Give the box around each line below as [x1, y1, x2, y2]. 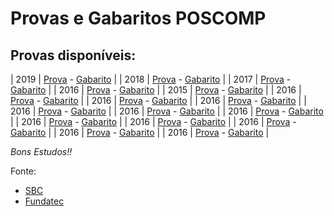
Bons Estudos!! [10, 146, 73, 157]
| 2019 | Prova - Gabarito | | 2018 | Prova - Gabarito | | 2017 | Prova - [10, 73, 292, 85]
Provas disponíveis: [10, 47, 137, 64]
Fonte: [10, 165, 37, 177]
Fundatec [24, 195, 65, 207]
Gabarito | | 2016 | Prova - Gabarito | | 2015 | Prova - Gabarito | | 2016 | [10, 84, 302, 96]
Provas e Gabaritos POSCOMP [10, 7, 267, 30]
